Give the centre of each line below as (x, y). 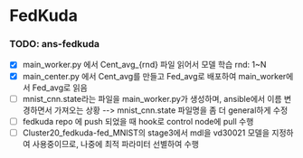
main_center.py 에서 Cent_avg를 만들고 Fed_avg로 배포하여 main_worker (154, 76)
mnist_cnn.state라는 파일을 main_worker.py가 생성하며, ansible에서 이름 (152, 98)
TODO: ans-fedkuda (54, 44)
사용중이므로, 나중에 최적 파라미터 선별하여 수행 (115, 144)
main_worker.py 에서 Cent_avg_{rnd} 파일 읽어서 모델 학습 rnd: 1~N (144, 65)
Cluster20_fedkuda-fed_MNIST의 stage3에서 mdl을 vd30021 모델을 (146, 133)
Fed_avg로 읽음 (60, 88)
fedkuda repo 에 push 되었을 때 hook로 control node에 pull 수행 (138, 121)
